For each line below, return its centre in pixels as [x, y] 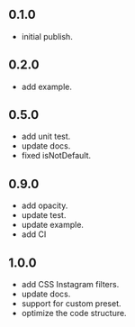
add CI [34, 234]
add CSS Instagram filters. [70, 285]
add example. [47, 86]
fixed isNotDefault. [56, 156]
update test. [44, 215]
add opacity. [45, 205]
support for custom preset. [72, 304]
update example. [53, 225]
